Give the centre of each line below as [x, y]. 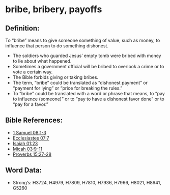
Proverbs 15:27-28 [32, 154]
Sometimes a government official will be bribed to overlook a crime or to [88, 66]
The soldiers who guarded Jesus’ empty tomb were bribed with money [87, 55]
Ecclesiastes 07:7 [31, 138]
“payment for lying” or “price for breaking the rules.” [67, 88]
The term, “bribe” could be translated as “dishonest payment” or [80, 83]
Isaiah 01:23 [25, 143]
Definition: [22, 28]
